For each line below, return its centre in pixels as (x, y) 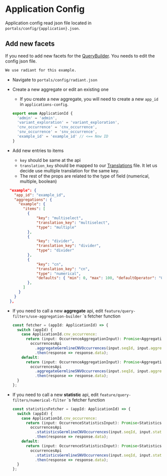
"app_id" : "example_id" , (40, 195)
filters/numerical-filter (39, 400)
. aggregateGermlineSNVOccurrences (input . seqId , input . (92, 371)
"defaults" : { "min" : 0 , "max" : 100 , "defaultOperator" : (97, 278)
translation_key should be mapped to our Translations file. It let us (88, 165)
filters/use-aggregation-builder (47, 317)
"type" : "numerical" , (59, 274)
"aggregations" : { (33, 200)
